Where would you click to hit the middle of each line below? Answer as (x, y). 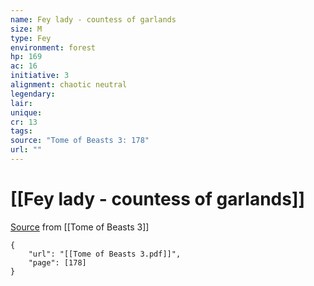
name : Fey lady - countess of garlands (93, 19)
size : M (26, 29)
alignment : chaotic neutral (69, 85)
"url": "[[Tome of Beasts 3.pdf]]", (105, 254)
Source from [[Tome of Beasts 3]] (80, 227)
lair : (21, 103)
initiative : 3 (40, 76)
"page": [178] (57, 262)
